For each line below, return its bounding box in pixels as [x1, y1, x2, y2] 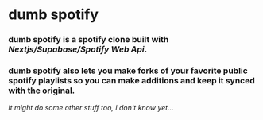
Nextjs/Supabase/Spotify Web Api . [8, 44, 148, 55]
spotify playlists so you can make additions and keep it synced [8, 75, 256, 87]
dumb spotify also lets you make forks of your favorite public [8, 65, 248, 76]
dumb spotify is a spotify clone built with [8, 34, 169, 45]
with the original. [8, 85, 75, 96]
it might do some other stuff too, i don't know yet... [8, 103, 174, 113]
